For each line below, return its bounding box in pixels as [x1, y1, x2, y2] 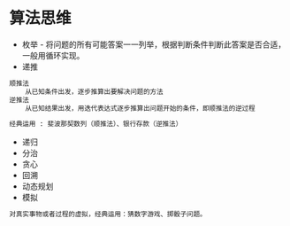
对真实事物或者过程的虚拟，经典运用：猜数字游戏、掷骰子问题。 [9, 210, 207, 219]
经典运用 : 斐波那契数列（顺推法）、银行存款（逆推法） [9, 120, 183, 129]
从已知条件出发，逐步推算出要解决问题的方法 [25, 87, 164, 96]
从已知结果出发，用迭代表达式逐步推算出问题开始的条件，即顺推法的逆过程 [25, 104, 256, 113]
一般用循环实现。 [21, 50, 85, 60]
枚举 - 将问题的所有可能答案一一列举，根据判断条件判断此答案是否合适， [21, 39, 286, 50]
